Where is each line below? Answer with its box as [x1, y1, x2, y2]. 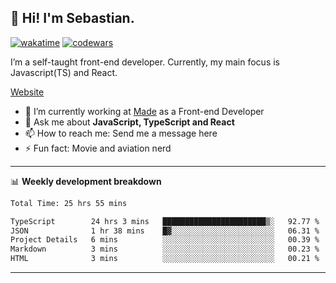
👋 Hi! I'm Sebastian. [10, 10, 135, 27]
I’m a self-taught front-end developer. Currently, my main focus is [10, 56, 280, 68]
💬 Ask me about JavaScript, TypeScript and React [24, 116, 235, 128]
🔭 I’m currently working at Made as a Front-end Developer [24, 105, 265, 117]
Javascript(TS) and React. [10, 66, 118, 78]
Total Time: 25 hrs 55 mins [10, 198, 128, 208]
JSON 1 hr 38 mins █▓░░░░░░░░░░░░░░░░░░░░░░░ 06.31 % [10, 226, 320, 236]
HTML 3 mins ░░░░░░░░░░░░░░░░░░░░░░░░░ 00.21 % [10, 254, 320, 264]
